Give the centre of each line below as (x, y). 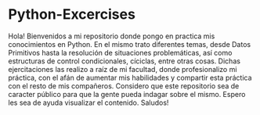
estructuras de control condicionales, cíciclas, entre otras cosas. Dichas (125, 61)
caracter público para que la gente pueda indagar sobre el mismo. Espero (127, 94)
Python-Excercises (72, 14)
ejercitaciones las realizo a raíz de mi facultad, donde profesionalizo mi (123, 69)
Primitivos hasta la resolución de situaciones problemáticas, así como (120, 52)
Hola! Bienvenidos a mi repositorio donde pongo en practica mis (112, 36)
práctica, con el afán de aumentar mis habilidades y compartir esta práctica (130, 77)
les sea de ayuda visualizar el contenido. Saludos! (88, 102)
